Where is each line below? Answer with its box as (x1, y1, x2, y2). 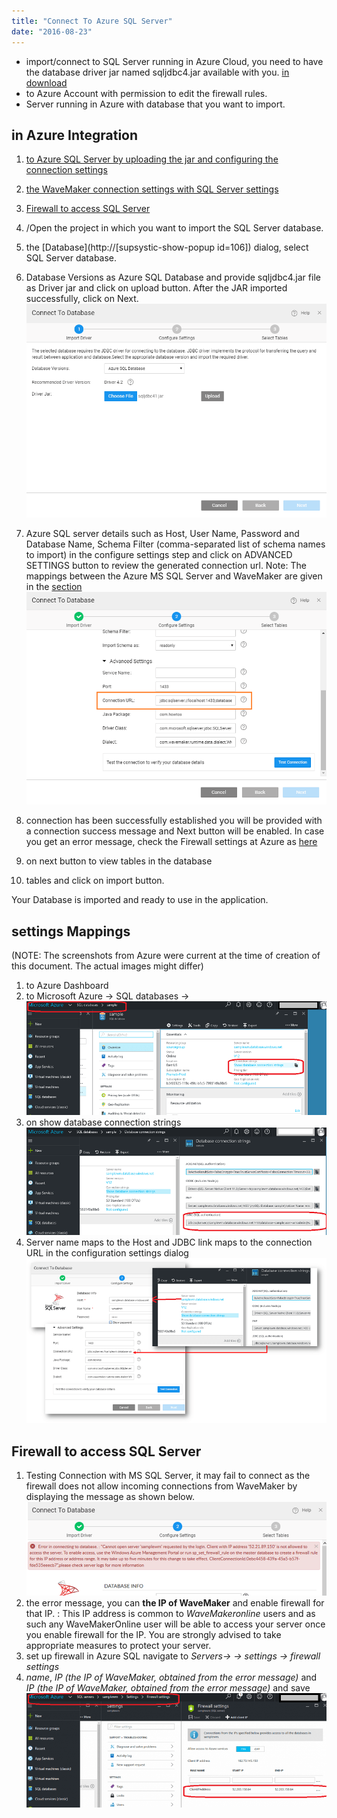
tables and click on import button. (25, 875, 165, 887)
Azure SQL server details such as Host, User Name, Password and (25, 528, 300, 540)
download (25, 76, 68, 89)
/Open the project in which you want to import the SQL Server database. (25, 222, 324, 234)
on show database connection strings (25, 1116, 182, 1129)
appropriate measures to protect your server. (25, 1640, 212, 1652)
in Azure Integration (11, 126, 139, 144)
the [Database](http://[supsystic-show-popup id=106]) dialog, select (25, 241, 309, 254)
